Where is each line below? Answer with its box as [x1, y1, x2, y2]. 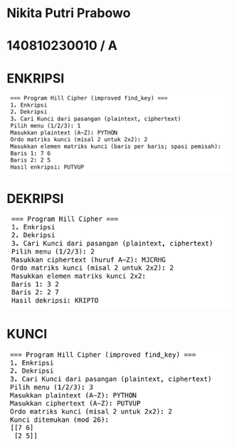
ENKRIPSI [6, 70, 65, 86]
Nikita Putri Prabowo [6, 5, 131, 21]
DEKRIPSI [6, 191, 64, 207]
